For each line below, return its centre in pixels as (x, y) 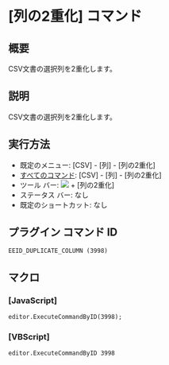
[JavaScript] (33, 301)
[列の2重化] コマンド (75, 16)
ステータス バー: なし (54, 195)
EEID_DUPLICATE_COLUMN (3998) (58, 251)
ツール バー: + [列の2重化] (67, 184)
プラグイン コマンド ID (63, 233)
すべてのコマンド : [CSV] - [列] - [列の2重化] (90, 175)
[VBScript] (29, 337)
